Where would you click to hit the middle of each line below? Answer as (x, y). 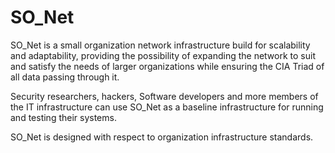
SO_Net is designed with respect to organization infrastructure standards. (162, 137)
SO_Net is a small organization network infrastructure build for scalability (160, 45)
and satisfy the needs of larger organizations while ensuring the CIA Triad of (167, 66)
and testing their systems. (63, 117)
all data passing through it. (65, 77)
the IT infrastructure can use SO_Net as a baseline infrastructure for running (167, 107)
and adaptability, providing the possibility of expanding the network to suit (163, 55)
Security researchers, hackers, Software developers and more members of (164, 96)
